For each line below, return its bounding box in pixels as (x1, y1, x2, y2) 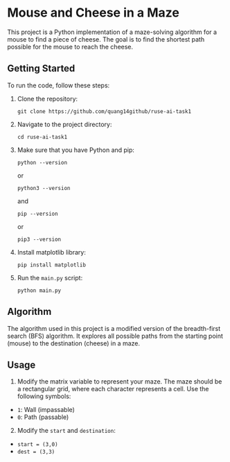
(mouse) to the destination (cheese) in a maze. (7, 339, 141, 348)
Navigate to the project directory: (17, 120, 112, 128)
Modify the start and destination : (17, 427, 116, 435)
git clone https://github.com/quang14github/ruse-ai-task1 (17, 108, 192, 115)
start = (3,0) (17, 441, 58, 448)
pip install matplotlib (17, 262, 87, 268)
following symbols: (17, 392, 71, 400)
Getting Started (7, 62, 76, 74)
